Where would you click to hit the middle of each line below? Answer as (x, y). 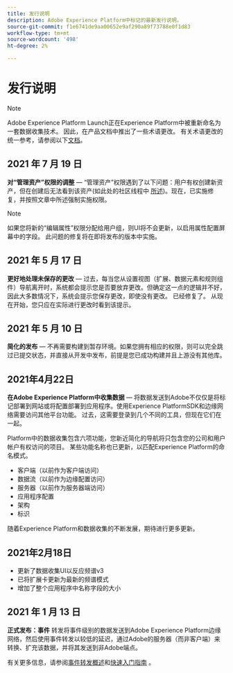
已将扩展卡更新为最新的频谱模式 (63, 579)
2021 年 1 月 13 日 (44, 612)
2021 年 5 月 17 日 (44, 260)
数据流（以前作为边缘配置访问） (63, 479)
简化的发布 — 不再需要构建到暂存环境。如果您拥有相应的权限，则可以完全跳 (115, 347)
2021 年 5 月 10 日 (45, 329)
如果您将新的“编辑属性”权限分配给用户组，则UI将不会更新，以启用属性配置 (113, 227)
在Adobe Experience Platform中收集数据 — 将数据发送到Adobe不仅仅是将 (113, 398)
